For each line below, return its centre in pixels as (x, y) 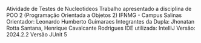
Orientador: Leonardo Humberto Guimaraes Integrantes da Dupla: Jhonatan (100, 21)
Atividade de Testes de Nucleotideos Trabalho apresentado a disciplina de (99, 9)
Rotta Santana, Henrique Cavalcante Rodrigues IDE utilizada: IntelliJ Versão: (101, 28)
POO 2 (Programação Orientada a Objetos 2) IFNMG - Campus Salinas (94, 15)
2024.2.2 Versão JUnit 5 (37, 35)
